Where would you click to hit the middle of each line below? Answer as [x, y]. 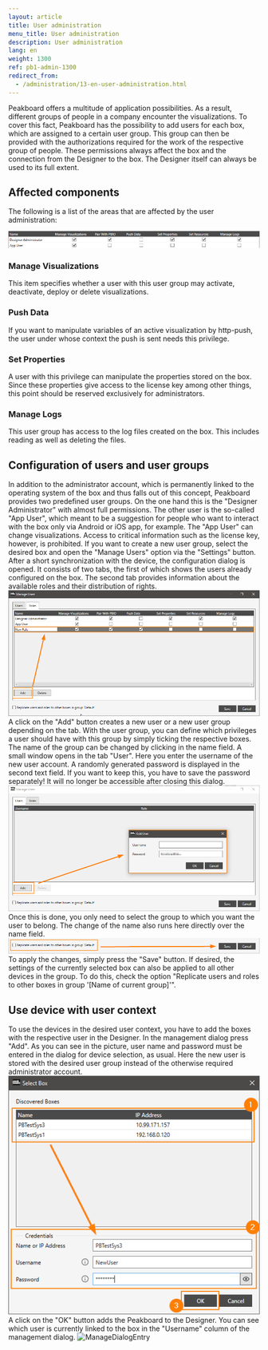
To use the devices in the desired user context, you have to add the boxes [130, 1029]
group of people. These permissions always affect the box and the [117, 150]
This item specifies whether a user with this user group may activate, [122, 283]
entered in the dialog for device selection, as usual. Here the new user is [127, 1055]
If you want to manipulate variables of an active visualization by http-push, [131, 330]
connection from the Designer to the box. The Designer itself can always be [132, 159]
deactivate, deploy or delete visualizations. [79, 292]
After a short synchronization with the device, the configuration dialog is [127, 561]
